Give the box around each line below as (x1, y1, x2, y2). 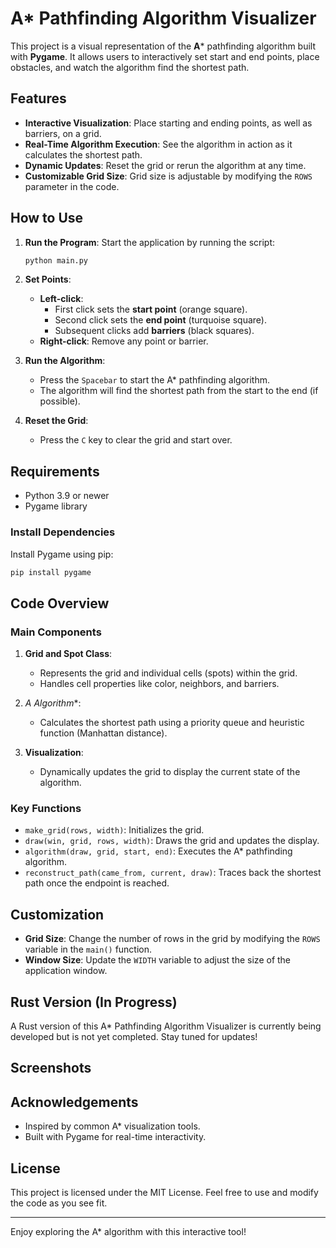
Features (10, 90, 67, 107)
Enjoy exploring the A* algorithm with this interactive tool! (10, 1226, 247, 1238)
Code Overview (10, 595, 110, 612)
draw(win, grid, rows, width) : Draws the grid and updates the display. (24, 835, 320, 847)
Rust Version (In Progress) (10, 993, 178, 1011)
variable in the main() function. (24, 943, 153, 956)
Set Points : (24, 273, 72, 286)
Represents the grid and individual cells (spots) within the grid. (39, 667, 298, 679)
